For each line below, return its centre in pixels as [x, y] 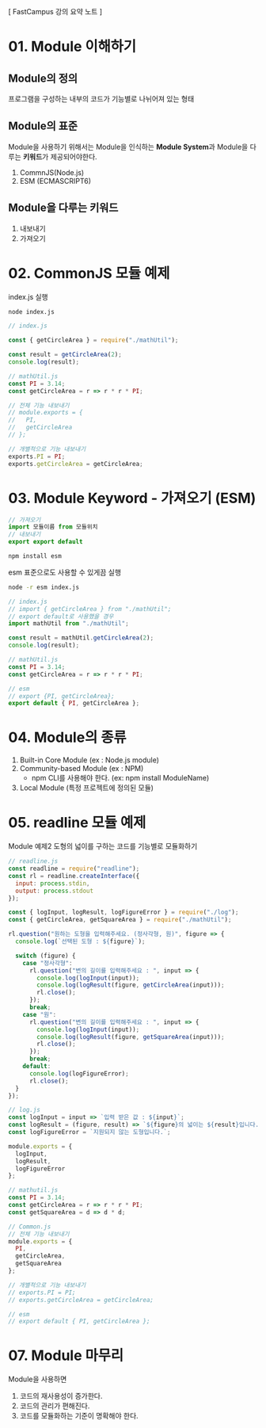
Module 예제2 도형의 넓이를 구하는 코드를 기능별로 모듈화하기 [103, 846]
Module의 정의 [43, 78]
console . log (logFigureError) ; [79, 1073]
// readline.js [33, 861]
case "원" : [40, 1014]
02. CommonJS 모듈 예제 [89, 273]
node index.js [32, 311]
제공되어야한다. [74, 156]
